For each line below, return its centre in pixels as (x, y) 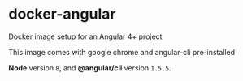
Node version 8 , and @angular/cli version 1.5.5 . (90, 68)
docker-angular (62, 14)
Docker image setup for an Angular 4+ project (85, 36)
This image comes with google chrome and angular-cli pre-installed (122, 52)
